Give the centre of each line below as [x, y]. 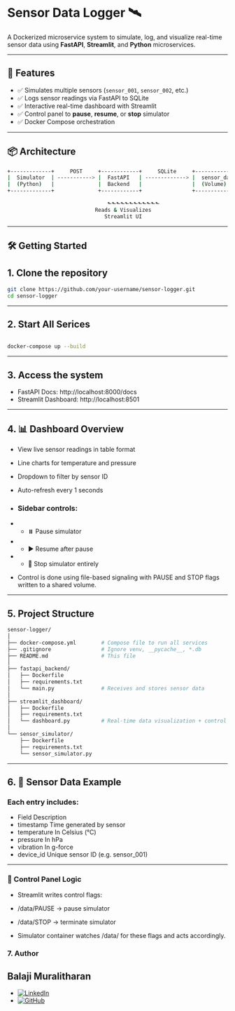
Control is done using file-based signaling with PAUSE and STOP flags [119, 577]
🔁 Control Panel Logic [44, 879]
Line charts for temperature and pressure [77, 462]
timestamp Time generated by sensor [71, 825]
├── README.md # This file [72, 656]
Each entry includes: [43, 802]
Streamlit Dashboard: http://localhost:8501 [78, 399]
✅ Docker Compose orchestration [66, 121]
